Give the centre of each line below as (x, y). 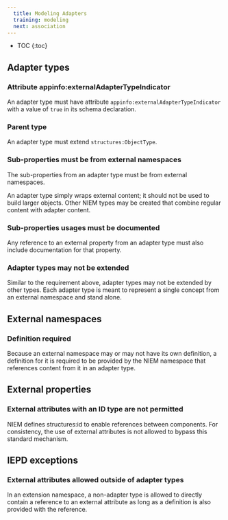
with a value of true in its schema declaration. (72, 109)
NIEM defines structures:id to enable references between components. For (113, 424)
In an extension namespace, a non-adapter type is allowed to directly (105, 495)
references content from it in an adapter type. (71, 368)
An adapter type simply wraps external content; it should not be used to (109, 195)
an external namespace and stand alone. (64, 297)
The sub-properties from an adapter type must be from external (97, 174)
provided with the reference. (47, 510)
